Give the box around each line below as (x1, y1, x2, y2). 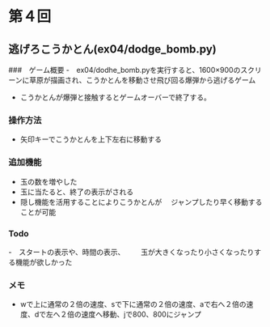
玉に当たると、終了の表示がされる (19, 187, 134, 197)
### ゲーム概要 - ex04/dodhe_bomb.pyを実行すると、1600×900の (8, 66, 241, 74)
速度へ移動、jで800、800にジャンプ (81, 309, 202, 320)
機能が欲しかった (15, 257, 73, 267)
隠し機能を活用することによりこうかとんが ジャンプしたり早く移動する (19, 197, 263, 206)
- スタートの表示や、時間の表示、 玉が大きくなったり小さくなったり (8, 247, 255, 257)
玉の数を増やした (19, 176, 78, 186)
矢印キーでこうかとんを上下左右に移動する (19, 134, 162, 144)
